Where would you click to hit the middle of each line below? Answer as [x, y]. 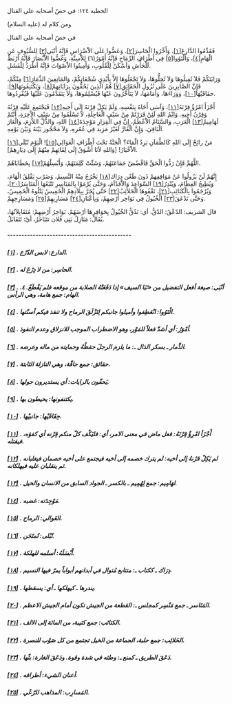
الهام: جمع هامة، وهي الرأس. [44, 294]
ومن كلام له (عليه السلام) [39, 24]
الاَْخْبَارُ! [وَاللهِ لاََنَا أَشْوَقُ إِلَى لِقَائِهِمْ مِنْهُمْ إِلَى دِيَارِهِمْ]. [72, 149]
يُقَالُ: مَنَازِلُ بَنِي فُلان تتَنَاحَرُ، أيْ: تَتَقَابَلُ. [56, 219]
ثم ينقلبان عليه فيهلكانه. [37, 466]
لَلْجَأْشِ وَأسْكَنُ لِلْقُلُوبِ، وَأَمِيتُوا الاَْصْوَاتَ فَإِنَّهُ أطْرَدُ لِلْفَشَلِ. [79, 65]
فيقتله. [16, 441]
